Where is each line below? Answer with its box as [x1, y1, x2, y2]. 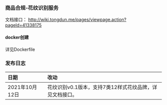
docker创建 [5, 34, 29, 40]
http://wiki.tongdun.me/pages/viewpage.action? [28, 16, 127, 23]
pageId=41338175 [5, 22, 42, 28]
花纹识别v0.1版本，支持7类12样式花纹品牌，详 [47, 84, 158, 91]
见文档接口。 [47, 91, 78, 98]
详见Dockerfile [5, 46, 35, 52]
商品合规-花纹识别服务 [5, 4, 59, 11]
